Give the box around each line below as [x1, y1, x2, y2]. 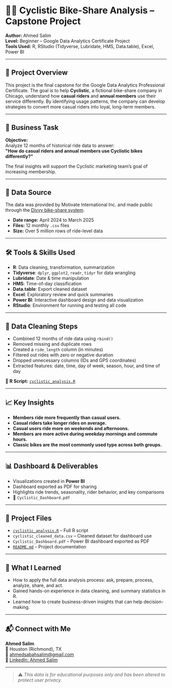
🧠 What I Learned [5, 563, 61, 572]
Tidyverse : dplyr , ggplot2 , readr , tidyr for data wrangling [12, 270, 136, 276]
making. [12, 604, 30, 610]
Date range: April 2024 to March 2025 [12, 217, 94, 223]
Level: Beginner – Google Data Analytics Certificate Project [5, 38, 130, 44]
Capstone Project [5, 15, 81, 27]
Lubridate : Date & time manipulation [12, 275, 90, 281]
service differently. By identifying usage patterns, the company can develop [5, 98, 165, 104]
